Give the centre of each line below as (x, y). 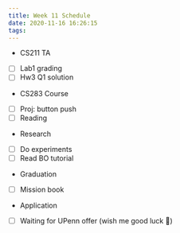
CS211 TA (35, 53)
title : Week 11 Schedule (49, 16)
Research (35, 134)
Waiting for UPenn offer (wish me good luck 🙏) (96, 220)
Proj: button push (48, 109)
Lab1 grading (41, 68)
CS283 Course (44, 93)
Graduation (38, 174)
